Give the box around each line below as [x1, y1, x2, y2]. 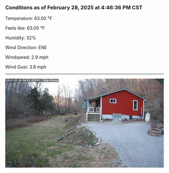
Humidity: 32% [5, 35, 36, 41]
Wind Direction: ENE [5, 45, 47, 51]
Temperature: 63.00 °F [5, 16, 53, 22]
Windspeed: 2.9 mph [5, 54, 49, 60]
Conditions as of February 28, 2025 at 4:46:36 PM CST [5, 4, 143, 11]
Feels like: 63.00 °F [5, 25, 45, 31]
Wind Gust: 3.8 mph [5, 64, 47, 70]
